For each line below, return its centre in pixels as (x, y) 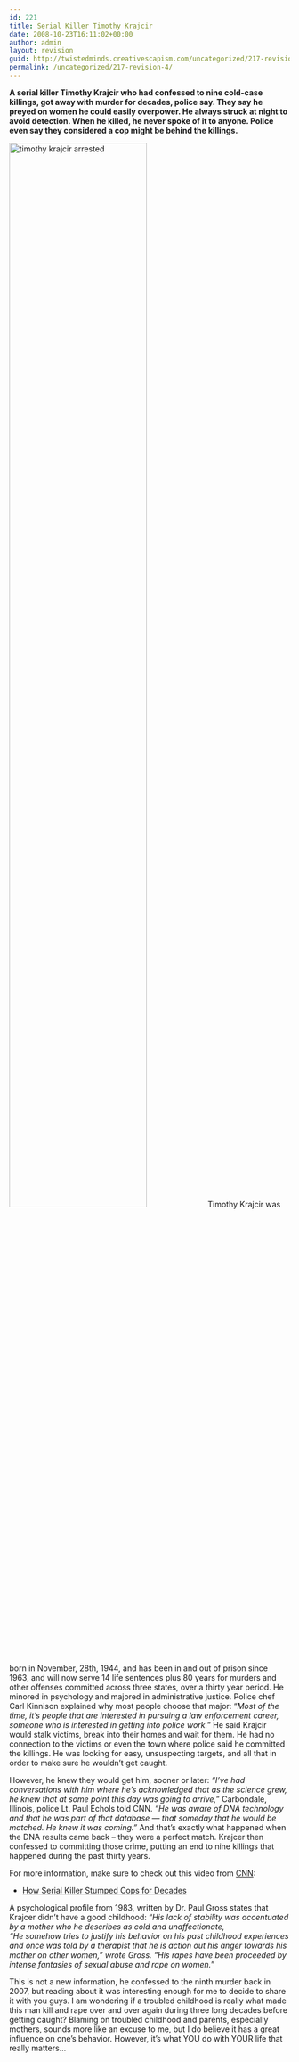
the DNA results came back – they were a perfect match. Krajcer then (137, 1837)
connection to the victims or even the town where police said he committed (147, 1744)
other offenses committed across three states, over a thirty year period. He (147, 1687)
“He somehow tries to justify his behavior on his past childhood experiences (149, 1935)
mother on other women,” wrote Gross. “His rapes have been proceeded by (148, 1955)
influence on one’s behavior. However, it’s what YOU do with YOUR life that (146, 2038)
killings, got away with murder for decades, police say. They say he (136, 102)
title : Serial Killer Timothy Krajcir (81, 26)
